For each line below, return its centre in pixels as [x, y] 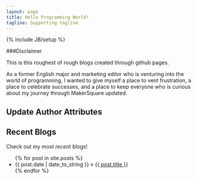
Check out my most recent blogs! [47, 146]
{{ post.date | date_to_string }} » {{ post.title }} [71, 164]
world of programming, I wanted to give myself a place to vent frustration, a [99, 80]
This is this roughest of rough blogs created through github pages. [88, 62]
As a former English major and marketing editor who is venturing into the [95, 74]
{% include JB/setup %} [36, 40]
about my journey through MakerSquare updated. [67, 93]
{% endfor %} [32, 171]
